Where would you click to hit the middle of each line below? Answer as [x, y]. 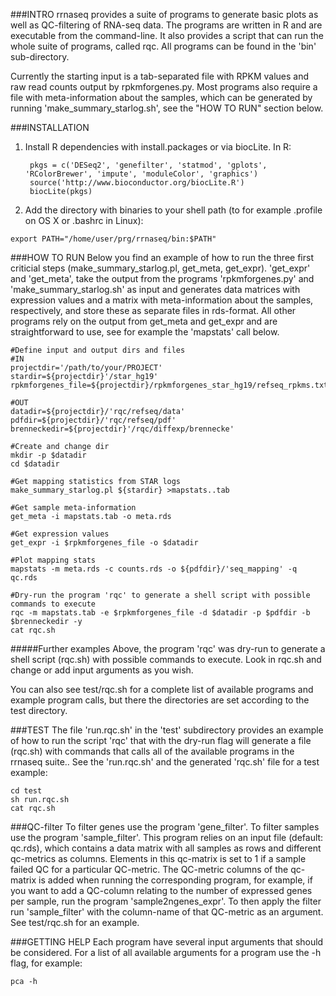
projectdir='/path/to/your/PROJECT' [86, 368]
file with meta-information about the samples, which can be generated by [161, 97]
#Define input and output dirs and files [98, 350]
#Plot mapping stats [53, 560]
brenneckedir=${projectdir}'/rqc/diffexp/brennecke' [122, 429]
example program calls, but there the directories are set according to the [160, 700]
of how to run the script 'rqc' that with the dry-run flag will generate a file [161, 740]
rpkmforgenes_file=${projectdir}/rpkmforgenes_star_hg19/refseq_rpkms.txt [169, 385]
